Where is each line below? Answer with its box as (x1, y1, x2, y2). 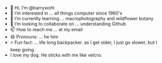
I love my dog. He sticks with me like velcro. (10, 52, 102, 58)
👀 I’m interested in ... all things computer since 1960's (10, 10, 122, 16)
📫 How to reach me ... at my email (10, 27, 83, 32)
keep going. (10, 47, 36, 52)
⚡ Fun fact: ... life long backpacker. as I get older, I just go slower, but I (10, 39, 157, 45)
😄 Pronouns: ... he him (10, 34, 59, 40)
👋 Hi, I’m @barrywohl (10, 5, 55, 11)
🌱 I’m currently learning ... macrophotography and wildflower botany (10, 16, 154, 21)
